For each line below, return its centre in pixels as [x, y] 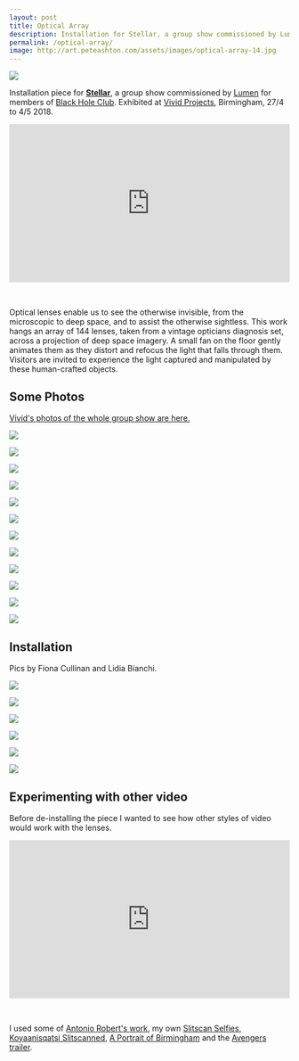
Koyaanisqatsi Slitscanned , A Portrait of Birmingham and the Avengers [138, 1037]
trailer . [21, 1047]
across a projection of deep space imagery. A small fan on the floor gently [145, 341]
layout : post [33, 17]
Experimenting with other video [99, 797]
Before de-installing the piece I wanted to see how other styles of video [140, 818]
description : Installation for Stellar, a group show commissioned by [143, 34]
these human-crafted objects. [64, 369]
